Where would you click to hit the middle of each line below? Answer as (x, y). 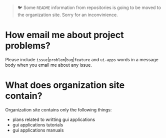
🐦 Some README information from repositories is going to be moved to (89, 8)
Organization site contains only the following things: (58, 109)
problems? (28, 46)
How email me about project (64, 35)
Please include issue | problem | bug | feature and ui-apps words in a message (82, 59)
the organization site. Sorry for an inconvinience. (68, 15)
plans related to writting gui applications (54, 119)
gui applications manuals (38, 130)
